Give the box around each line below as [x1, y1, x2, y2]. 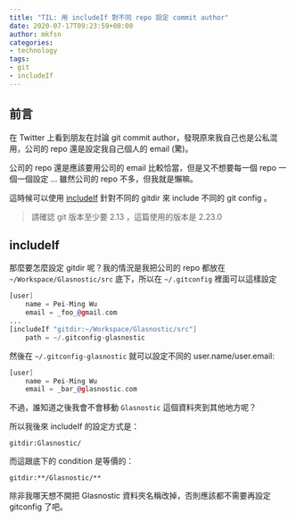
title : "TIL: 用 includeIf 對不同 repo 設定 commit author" [9, 13, 229, 22]
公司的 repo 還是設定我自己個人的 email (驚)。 [24, 143, 193, 154]
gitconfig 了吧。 [9, 501, 69, 512]
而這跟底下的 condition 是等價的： [9, 456, 135, 466]
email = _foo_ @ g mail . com [25, 308, 118, 317]
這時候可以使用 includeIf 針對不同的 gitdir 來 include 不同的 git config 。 [9, 192, 272, 203]
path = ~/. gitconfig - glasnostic [25, 332, 145, 342]
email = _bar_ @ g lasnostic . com [25, 385, 138, 394]
